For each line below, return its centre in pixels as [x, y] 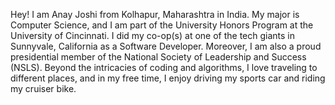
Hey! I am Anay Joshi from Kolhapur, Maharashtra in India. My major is [155, 14]
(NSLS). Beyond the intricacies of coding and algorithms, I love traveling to [164, 67]
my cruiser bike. [43, 88]
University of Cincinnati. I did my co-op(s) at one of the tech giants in [153, 35]
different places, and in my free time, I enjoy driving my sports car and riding [168, 78]
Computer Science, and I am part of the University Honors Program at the [162, 25]
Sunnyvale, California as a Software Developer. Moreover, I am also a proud [166, 46]
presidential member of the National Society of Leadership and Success [158, 57]
